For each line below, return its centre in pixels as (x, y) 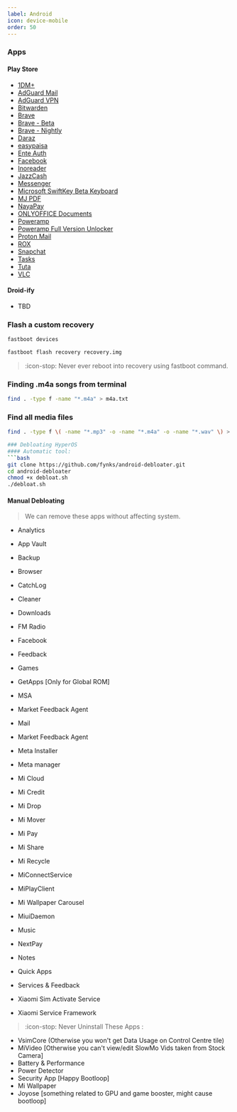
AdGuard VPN (38, 100)
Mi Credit (31, 792)
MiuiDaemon (36, 916)
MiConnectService (45, 875)
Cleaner (29, 599)
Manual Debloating (36, 500)
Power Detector (40, 1071)
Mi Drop (29, 806)
